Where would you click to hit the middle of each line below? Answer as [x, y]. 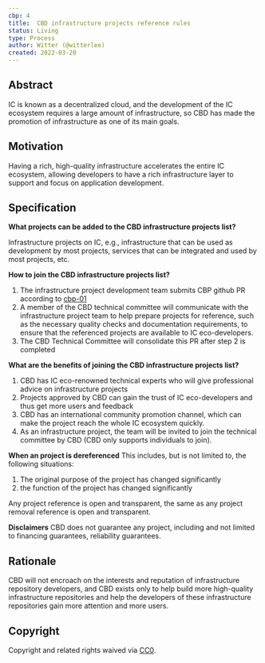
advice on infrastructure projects [74, 389]
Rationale [32, 561]
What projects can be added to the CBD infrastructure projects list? [122, 227]
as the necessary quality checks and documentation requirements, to [134, 324]
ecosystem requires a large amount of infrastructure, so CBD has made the [132, 113]
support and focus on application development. [86, 183]
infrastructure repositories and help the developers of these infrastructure [130, 597]
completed [38, 350]
